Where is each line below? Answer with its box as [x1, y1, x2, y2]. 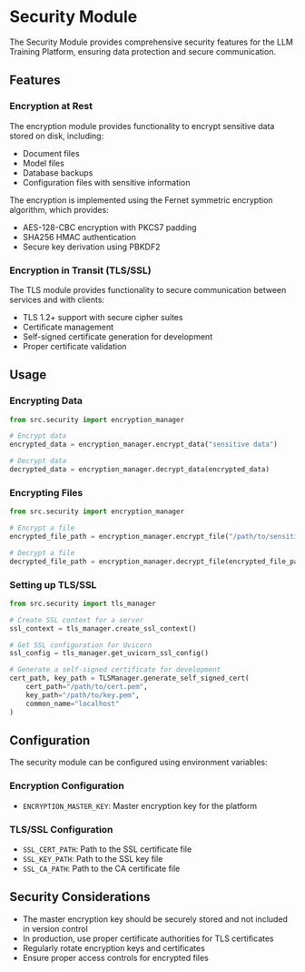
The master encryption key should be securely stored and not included [22, 913, 289, 925]
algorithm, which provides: [9, 204, 109, 215]
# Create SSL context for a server [9, 615, 144, 624]
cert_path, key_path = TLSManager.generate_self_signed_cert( [9, 673, 250, 683]
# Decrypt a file [9, 548, 75, 557]
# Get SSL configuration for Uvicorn [9, 640, 152, 650]
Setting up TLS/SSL [9, 578, 97, 591]
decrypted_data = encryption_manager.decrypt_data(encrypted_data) [9, 465, 271, 474]
